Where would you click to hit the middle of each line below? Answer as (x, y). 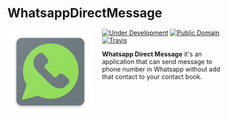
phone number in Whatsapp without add (161, 69)
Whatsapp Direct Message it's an (152, 54)
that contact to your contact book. (152, 77)
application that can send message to (157, 61)
